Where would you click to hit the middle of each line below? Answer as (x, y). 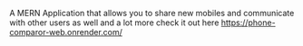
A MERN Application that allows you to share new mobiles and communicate (152, 13)
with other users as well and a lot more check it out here (114, 23)
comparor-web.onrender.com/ (66, 32)
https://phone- (248, 23)
